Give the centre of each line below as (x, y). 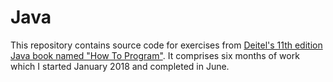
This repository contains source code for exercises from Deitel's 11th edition (166, 45)
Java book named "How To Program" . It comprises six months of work (155, 55)
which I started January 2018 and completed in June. (120, 66)
